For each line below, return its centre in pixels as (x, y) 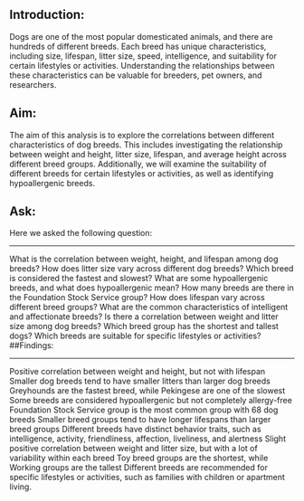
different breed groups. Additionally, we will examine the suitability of (138, 164)
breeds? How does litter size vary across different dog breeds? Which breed (152, 269)
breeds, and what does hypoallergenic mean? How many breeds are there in (152, 288)
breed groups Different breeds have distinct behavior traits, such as (135, 430)
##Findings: (32, 345)
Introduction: (47, 15)
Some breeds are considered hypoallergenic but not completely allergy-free (151, 401)
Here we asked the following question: (81, 233)
